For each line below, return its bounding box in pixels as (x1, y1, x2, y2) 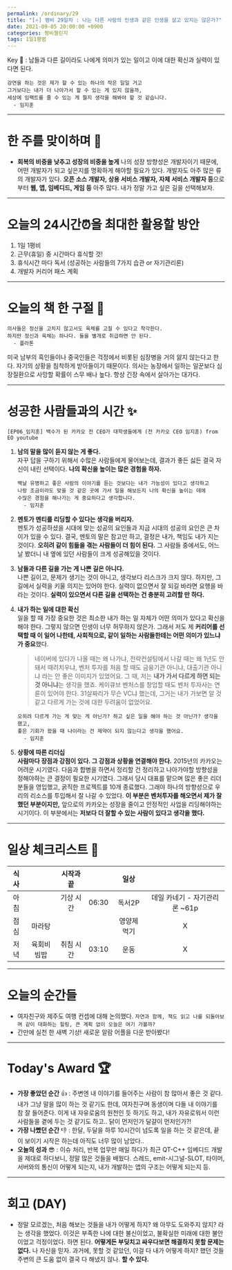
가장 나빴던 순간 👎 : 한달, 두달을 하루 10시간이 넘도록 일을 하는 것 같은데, (17, 1126, 213, 1134)
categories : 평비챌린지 (7, 29, 68, 37)
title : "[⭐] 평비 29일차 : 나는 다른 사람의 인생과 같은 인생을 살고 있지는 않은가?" (7, 17, 222, 24)
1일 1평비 (17, 241, 41, 250)
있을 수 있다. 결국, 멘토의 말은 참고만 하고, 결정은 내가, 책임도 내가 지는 (30, 532, 220, 541)
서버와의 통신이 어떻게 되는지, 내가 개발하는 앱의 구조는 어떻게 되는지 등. (17, 1163, 211, 1171)
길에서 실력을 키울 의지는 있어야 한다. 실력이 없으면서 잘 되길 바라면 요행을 (17, 582, 216, 590)
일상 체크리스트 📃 (7, 842, 99, 858)
